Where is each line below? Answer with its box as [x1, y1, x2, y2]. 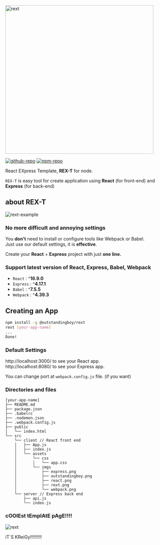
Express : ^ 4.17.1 [12, 281, 46, 287]
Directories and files [5, 386, 57, 393]
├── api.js [23, 496, 47, 501]
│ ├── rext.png [14, 483, 70, 488]
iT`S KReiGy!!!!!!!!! [5, 534, 42, 540]
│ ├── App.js [14, 442, 47, 447]
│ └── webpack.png [14, 487, 76, 492]
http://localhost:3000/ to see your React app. [5, 358, 100, 364]
